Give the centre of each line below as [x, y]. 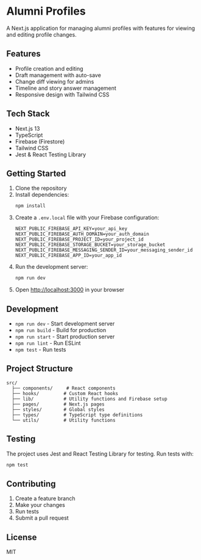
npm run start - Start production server [65, 336]
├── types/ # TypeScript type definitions [77, 415]
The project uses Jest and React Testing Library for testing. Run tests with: [100, 454]
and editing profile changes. [42, 34]
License [22, 537]
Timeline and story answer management [66, 88]
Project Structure [40, 369]
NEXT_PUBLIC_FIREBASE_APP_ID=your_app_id [68, 256]
